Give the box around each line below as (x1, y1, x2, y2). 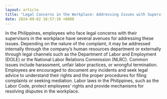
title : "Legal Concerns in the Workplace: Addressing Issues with (5, 12, 146, 17)
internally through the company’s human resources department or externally (5, 46, 162, 52)
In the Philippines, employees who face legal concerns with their (5, 30, 137, 36)
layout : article (5, 7, 39, 12)
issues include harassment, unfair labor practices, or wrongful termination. (5, 62, 158, 68)
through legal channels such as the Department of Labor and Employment (5, 51, 157, 57)
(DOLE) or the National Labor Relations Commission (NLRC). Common (5, 57, 148, 63)
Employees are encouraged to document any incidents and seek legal (5, 67, 148, 73)
